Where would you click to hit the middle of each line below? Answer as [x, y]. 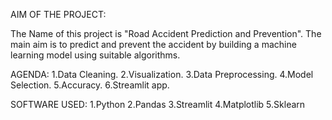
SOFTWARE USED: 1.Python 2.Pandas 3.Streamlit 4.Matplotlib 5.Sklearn [158, 104]
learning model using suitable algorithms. [95, 55]
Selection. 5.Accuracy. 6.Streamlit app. [90, 85]
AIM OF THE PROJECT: [58, 14]
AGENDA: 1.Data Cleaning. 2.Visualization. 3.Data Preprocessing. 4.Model [162, 74]
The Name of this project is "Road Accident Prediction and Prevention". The [166, 33]
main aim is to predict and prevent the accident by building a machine [153, 44]
